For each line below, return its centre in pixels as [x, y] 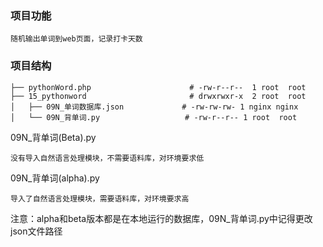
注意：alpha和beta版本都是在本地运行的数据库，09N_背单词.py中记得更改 [161, 218]
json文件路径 [36, 231]
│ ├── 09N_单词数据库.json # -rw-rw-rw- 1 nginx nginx [154, 107]
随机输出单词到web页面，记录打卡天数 [76, 39]
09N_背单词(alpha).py [55, 178]
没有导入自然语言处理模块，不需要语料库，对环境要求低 [107, 158]
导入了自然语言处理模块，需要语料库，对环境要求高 [100, 198]
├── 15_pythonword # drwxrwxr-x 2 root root [158, 96]
